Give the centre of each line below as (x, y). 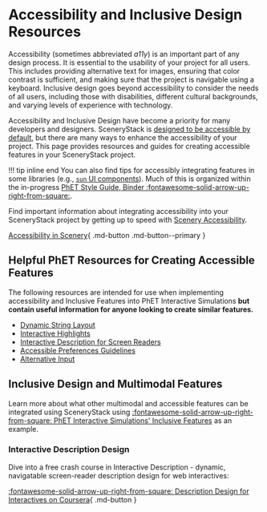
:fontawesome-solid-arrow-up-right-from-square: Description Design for (129, 491)
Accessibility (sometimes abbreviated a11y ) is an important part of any (124, 54)
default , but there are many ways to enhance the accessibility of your (123, 137)
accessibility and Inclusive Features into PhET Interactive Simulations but (129, 300)
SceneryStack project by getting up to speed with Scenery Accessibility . (128, 220)
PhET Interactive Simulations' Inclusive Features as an (143, 420)
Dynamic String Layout (58, 325)
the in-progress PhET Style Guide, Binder (77, 187)
